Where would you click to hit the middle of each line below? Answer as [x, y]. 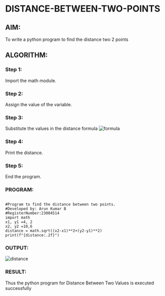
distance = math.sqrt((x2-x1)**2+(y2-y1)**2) [54, 231]
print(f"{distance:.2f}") [32, 235]
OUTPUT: [17, 248]
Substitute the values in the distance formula [52, 128]
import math [18, 218]
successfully [18, 288]
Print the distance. [24, 153]
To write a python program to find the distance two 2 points [67, 39]
